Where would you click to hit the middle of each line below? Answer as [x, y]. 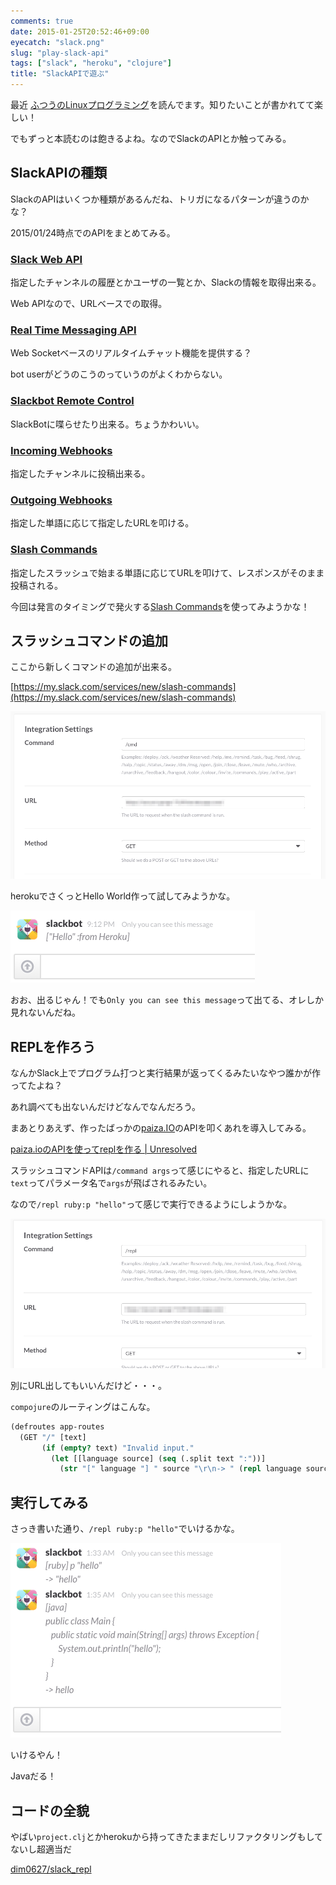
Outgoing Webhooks [61, 500]
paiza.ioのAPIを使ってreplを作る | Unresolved [104, 1149]
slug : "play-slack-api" [60, 53]
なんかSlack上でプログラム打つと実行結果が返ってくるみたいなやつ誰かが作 [166, 1073]
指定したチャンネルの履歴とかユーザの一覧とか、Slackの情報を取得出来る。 [166, 282]
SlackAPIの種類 [59, 173]
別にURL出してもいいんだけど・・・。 [88, 1385]
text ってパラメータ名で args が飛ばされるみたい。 [111, 1183]
